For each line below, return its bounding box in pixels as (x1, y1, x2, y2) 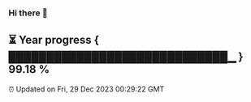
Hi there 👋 (8, 7, 49, 19)
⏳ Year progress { (8, 33, 100, 47)
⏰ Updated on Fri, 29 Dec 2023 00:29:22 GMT (8, 84, 165, 94)
